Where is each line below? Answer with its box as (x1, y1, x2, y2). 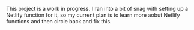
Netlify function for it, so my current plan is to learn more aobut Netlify (6, 11, 180, 19)
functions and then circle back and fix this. (6, 18, 112, 25)
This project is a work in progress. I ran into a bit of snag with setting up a (6, 5, 188, 12)
